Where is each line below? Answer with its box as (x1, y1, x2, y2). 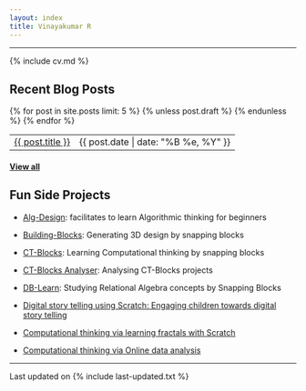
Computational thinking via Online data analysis (22, 345, 201, 356)
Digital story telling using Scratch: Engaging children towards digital (22, 299, 277, 310)
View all (9, 161, 41, 172)
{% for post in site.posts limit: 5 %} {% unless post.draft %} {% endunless (9, 105, 287, 116)
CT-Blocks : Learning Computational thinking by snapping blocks (22, 246, 265, 257)
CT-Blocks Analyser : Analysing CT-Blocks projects (22, 265, 214, 276)
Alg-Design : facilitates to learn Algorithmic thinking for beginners (22, 211, 267, 223)
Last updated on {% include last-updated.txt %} (9, 370, 189, 382)
